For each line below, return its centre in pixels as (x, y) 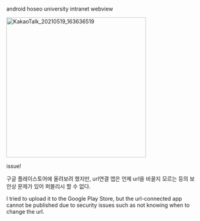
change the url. (25, 212)
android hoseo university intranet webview (60, 9)
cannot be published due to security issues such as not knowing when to (98, 205)
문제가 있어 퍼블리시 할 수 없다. (54, 186)
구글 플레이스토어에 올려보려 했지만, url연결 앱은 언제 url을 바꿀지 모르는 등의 (98, 179)
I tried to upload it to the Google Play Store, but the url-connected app (94, 199)
